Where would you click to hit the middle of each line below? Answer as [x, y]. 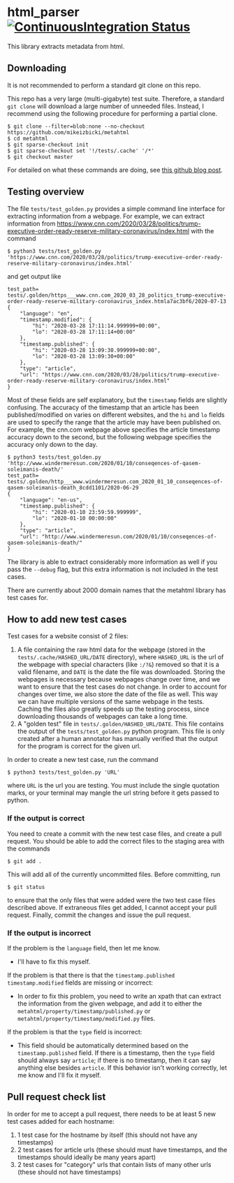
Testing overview [46, 192]
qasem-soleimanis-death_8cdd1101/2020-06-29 [73, 487]
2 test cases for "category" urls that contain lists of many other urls [114, 1164]
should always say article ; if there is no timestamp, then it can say [114, 1060]
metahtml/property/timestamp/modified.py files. [86, 1018]
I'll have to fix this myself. [54, 962]
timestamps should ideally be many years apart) [86, 1157]
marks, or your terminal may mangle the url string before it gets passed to [114, 793]
